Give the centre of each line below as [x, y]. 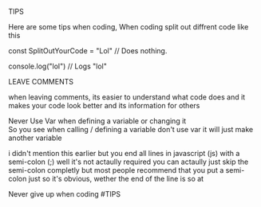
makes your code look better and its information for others [104, 105]
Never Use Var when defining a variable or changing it [97, 121]
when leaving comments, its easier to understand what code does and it [127, 97]
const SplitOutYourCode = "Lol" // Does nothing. [88, 51]
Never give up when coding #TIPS [65, 194]
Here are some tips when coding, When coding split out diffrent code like [129, 27]
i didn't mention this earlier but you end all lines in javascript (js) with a [124, 153]
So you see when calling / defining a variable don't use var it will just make [131, 129]
